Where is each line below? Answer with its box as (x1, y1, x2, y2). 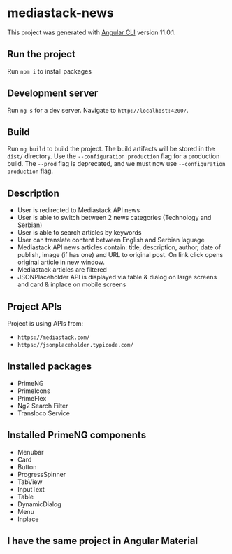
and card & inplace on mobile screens (17, 280, 126, 289)
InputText (17, 485, 45, 493)
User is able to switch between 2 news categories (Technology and (17, 214, 212, 222)
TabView (17, 478, 43, 486)
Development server (7, 88, 99, 99)
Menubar (17, 448, 44, 456)
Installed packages (7, 361, 92, 373)
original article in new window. (17, 258, 105, 267)
